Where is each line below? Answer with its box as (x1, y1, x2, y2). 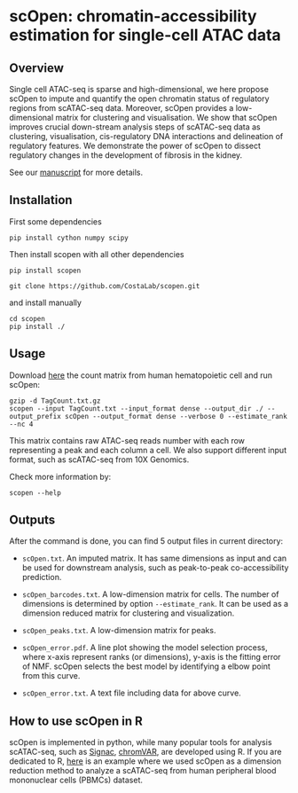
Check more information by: (9, 471, 112, 482)
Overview (9, 60, 65, 75)
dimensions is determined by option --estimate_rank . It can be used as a (21, 599, 289, 609)
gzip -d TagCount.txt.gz (9, 396, 101, 405)
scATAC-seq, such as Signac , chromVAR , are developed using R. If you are (9, 747, 282, 758)
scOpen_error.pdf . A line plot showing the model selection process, (21, 642, 268, 653)
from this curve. (21, 671, 81, 681)
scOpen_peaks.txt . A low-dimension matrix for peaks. (21, 625, 216, 636)
